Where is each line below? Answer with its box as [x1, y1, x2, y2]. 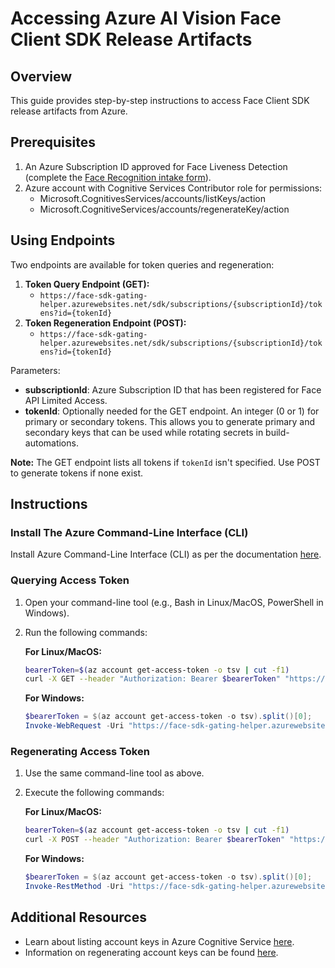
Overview [10, 68, 73, 85]
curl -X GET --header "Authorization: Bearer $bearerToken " [24, 674, 281, 684]
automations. [24, 437, 79, 449]
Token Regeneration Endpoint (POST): [24, 317, 187, 329]
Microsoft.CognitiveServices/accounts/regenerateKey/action [39, 203, 290, 215]
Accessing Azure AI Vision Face [10, 7, 282, 30]
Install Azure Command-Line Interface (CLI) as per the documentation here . [10, 548, 322, 561]
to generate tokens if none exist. [10, 467, 144, 479]
